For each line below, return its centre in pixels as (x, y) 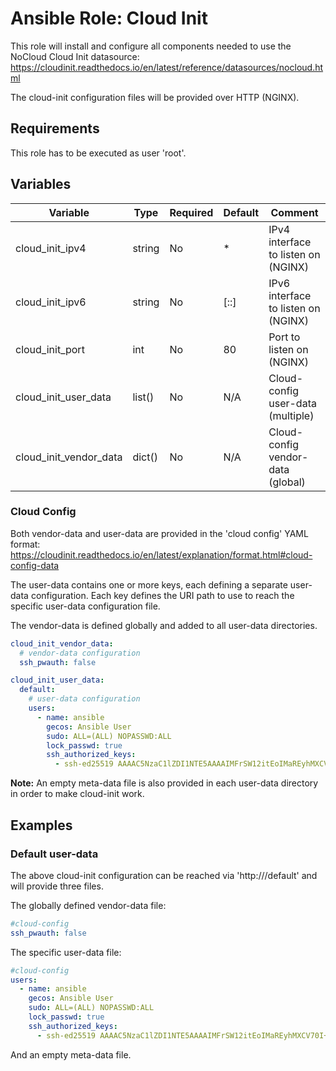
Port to (284, 337)
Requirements (55, 128)
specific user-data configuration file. (85, 606)
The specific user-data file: (66, 952)
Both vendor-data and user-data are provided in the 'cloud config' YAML (159, 533)
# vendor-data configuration (80, 653)
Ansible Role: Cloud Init (109, 18)
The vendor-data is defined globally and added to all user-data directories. (164, 625)
